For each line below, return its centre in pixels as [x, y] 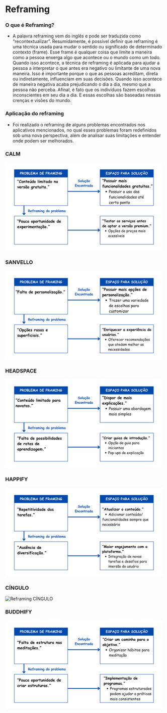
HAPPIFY [17, 480]
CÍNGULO [17, 588]
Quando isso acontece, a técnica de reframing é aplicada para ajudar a [86, 63]
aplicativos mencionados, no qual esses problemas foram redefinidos [85, 130]
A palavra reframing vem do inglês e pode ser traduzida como [77, 36]
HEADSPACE [21, 371]
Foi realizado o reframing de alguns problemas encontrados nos [79, 124]
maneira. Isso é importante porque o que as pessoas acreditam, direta [85, 74]
